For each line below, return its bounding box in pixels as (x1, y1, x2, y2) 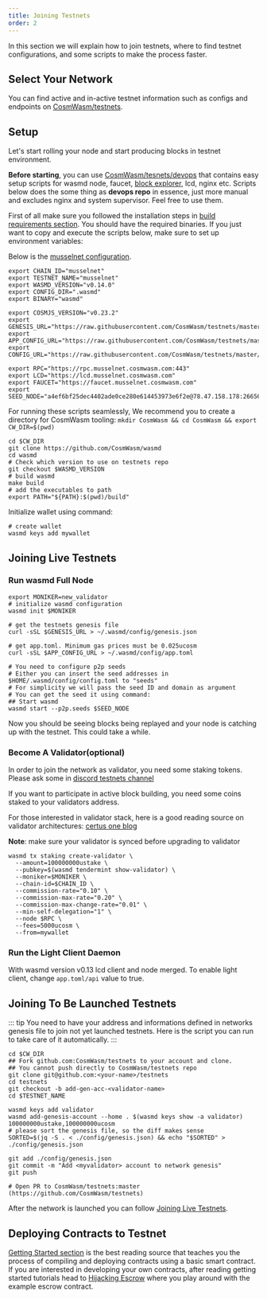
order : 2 (8, 19, 37, 27)
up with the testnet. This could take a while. (8, 726, 151, 737)
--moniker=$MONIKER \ (15, 873, 87, 881)
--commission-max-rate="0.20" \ (15, 894, 123, 902)
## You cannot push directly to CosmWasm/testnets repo (8, 1064, 197, 1072)
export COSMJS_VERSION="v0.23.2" (8, 309, 119, 317)
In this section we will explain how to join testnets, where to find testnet (8, 41, 242, 50)
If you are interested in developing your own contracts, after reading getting (8, 1265, 257, 1274)
